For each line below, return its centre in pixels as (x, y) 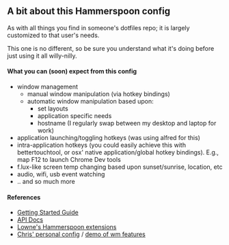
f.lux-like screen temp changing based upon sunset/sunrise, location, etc (120, 167)
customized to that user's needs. (53, 35)
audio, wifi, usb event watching (61, 174)
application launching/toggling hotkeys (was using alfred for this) (108, 138)
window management (48, 87)
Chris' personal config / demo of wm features (81, 234)
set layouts (53, 108)
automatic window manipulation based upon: (90, 102)
